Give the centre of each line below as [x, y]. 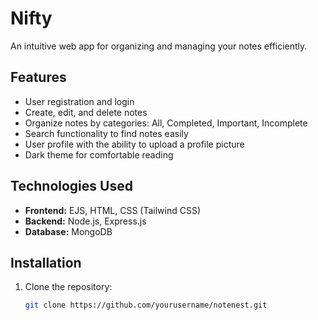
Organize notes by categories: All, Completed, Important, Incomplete [166, 123]
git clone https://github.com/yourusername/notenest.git [146, 305]
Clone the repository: [68, 287]
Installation [46, 262]
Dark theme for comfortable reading [99, 154]
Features [38, 77]
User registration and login [79, 101]
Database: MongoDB [68, 231]
